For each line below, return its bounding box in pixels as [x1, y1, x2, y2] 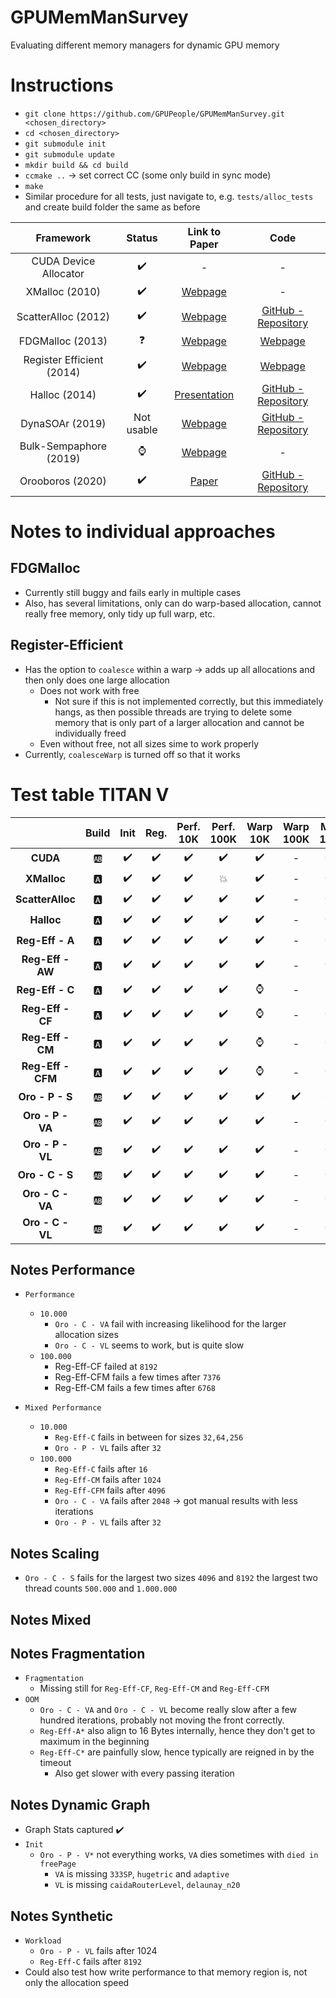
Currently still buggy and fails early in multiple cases [24, 586, 242, 598]
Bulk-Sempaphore [19, 439, 108, 453]
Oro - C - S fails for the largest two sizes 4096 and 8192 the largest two [24, 1572, 318, 1584]
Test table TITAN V [10, 783, 170, 806]
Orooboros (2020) [19, 474, 107, 488]
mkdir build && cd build [24, 160, 129, 170]
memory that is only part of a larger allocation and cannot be [54, 716, 305, 728]
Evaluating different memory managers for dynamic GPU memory [10, 39, 280, 51]
